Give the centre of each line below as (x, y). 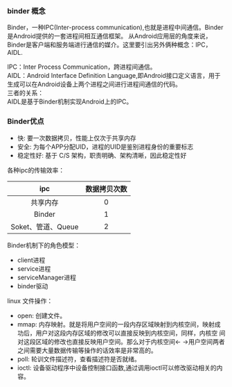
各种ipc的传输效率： (36, 170)
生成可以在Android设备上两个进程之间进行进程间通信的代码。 (94, 84)
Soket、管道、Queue (45, 227)
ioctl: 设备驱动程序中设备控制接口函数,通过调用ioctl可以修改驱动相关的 (117, 368)
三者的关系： (25, 93)
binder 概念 (27, 10)
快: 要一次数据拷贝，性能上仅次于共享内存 (77, 138)
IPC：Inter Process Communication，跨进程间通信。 (82, 67)
